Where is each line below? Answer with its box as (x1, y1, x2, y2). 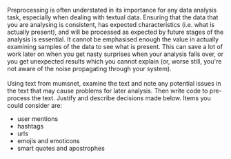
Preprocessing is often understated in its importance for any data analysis (7, 6, 217, 14)
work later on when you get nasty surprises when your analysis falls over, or (7, 50, 224, 58)
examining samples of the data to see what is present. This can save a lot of (7, 43, 223, 50)
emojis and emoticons (17, 137, 81, 144)
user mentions (17, 115, 59, 123)
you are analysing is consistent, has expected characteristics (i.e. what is (7, 21, 215, 28)
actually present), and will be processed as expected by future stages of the (7, 28, 224, 36)
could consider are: (7, 102, 63, 109)
